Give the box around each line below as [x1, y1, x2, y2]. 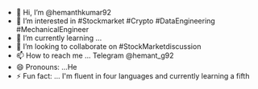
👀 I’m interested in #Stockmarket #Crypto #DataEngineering [15, 16, 215, 26]
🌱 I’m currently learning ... [15, 33, 102, 42]
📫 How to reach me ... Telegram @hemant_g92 [15, 51, 175, 60]
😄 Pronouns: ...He [15, 63, 77, 71]
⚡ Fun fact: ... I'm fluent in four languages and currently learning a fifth [15, 71, 250, 80]
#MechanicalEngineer [15, 25, 89, 34]
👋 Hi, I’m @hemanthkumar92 [15, 8, 111, 17]
